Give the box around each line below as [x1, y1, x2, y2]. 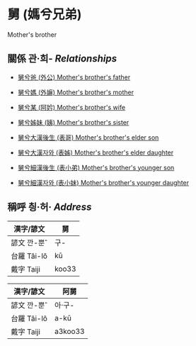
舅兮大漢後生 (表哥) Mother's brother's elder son [17, 133, 159, 142]
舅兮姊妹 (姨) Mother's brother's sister [17, 118, 129, 126]
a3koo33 [54, 326, 85, 336]
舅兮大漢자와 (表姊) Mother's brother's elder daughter [17, 148, 174, 157]
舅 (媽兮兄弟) [7, 6, 82, 23]
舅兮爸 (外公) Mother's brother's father [17, 72, 131, 82]
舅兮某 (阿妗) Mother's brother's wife [17, 103, 126, 111]
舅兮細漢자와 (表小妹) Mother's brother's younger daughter [17, 178, 190, 186]
